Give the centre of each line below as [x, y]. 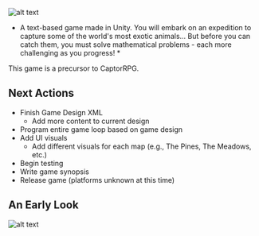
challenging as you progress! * [70, 53]
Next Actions [41, 93]
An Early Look [43, 205]
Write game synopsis [54, 172]
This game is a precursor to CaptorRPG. [74, 68]
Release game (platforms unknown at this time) [97, 180]
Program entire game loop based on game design [101, 129]
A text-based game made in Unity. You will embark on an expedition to [135, 27]
